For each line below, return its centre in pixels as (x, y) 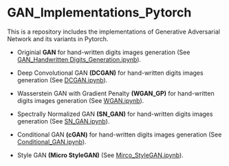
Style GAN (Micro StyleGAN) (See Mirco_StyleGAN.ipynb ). (100, 155)
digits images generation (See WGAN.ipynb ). (80, 100)
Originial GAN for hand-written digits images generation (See (103, 52)
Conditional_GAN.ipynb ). (52, 141)
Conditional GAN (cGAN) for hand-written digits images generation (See (119, 134)
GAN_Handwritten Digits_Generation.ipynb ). (79, 59)
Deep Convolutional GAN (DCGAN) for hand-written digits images (110, 73)
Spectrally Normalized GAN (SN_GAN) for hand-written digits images (115, 114)
